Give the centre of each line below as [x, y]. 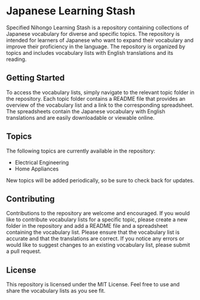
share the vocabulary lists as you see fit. [56, 291]
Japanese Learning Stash [71, 11]
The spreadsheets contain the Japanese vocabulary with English [86, 111]
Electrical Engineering [42, 162]
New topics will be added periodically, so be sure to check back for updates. [100, 180]
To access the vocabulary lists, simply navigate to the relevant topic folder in [100, 92]
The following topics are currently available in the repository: [81, 151]
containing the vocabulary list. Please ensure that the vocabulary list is [93, 232]
